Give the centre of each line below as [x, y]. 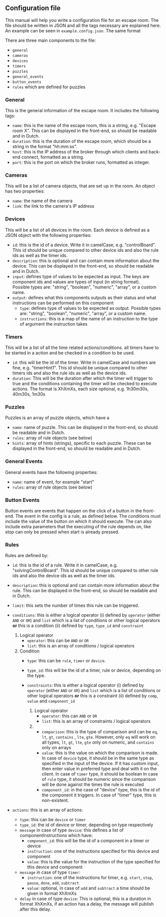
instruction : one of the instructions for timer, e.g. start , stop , [90, 878]
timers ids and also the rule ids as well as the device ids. [69, 373]
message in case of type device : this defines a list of [72, 830]
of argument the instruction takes [54, 324]
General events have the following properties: [51, 472]
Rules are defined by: [27, 556]
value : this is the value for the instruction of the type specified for [94, 862]
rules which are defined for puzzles [49, 87]
